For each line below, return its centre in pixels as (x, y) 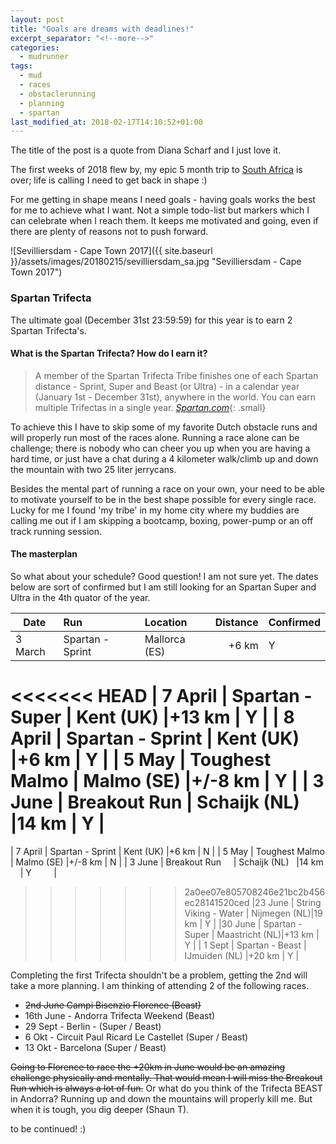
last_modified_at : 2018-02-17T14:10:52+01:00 (106, 122)
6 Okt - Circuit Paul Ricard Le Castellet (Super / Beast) (136, 1037)
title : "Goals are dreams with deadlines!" (102, 29)
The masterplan (44, 554)
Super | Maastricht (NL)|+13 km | (252, 934)
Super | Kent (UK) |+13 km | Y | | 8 (152, 717)
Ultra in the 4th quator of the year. (80, 597)
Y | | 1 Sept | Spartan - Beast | (245, 945)
